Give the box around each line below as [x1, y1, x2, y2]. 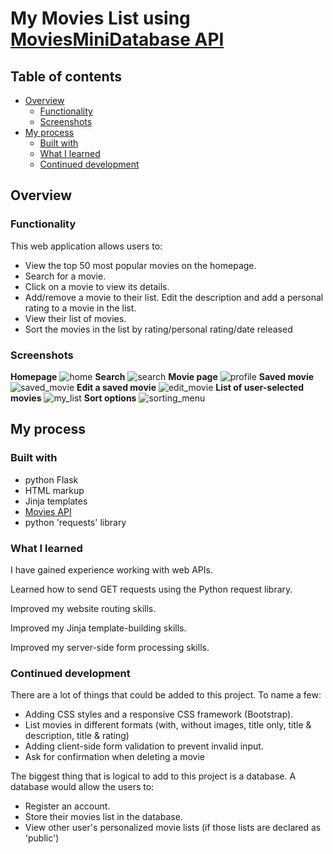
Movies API [24, 505, 72, 517]
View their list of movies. [24, 312, 127, 324]
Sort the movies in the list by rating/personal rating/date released [24, 323, 293, 335]
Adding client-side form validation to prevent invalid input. [24, 740, 264, 752]
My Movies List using [10, 7, 191, 30]
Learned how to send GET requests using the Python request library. [10, 583, 293, 595]
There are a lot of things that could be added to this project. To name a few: [10, 689, 322, 701]
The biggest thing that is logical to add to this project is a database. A [10, 770, 297, 782]
